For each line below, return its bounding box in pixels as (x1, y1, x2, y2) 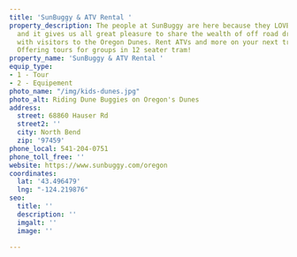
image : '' (17, 226, 53, 235)
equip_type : (9, 63, 53, 72)
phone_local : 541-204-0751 (9, 144, 109, 153)
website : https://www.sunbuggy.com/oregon (9, 161, 168, 170)
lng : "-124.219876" (17, 185, 89, 194)
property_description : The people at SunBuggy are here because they (9, 21, 271, 30)
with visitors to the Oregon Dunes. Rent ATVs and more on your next (17, 37, 278, 47)
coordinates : (9, 169, 57, 178)
